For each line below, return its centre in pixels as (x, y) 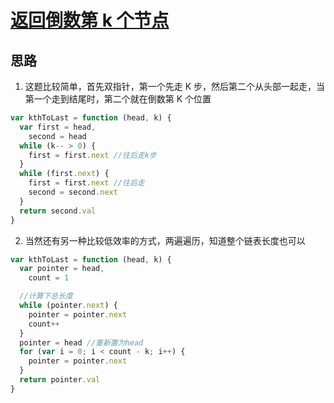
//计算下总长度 (46, 296)
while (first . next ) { (64, 174)
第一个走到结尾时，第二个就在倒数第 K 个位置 (118, 99)
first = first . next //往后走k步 (92, 155)
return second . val (58, 211)
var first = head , (58, 127)
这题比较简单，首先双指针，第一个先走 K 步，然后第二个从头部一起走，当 (175, 86)
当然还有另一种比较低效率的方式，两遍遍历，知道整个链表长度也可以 (165, 240)
